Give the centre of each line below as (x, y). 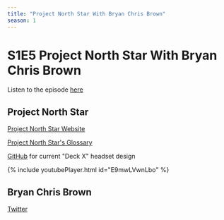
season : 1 (22, 20)
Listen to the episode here (45, 90)
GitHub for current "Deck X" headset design (71, 157)
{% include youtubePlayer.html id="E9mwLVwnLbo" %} (88, 170)
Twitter (18, 209)
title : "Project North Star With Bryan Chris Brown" (87, 14)
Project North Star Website (46, 129)
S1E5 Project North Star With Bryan (112, 55)
